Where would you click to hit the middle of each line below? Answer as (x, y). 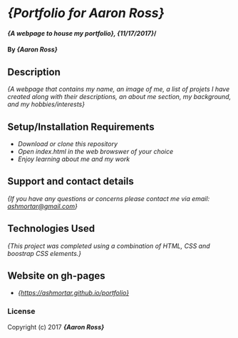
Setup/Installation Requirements (81, 127)
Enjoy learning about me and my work (74, 159)
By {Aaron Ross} (33, 50)
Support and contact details (71, 181)
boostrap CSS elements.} (45, 253)
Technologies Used (51, 229)
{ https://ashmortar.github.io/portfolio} (73, 293)
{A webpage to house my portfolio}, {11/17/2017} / (82, 33)
